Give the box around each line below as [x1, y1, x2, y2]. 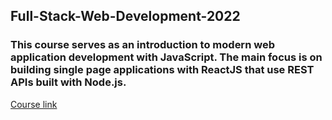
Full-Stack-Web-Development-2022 [10, 8, 241, 25]
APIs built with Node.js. [10, 75, 127, 89]
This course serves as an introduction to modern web [10, 38, 275, 52]
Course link [10, 98, 58, 110]
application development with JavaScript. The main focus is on [10, 50, 323, 64]
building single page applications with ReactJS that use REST [10, 63, 315, 77]
